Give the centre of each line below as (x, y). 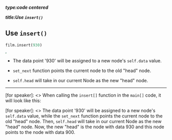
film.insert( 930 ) (24, 45)
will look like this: (23, 100)
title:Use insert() (24, 17)
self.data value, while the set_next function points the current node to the (84, 116)
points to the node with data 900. (40, 132)
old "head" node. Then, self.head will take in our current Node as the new (83, 121)
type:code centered (27, 7)
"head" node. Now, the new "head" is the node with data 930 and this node (85, 127)
